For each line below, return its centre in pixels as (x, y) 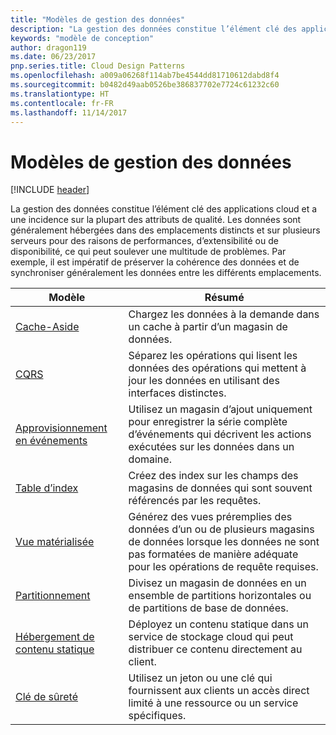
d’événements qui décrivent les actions (220, 434)
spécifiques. (157, 716)
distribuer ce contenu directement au (215, 649)
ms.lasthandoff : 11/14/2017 (69, 112)
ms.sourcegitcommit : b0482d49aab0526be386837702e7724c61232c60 (145, 85)
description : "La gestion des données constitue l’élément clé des (154, 29)
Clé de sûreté (47, 697)
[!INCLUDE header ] (50, 190)
